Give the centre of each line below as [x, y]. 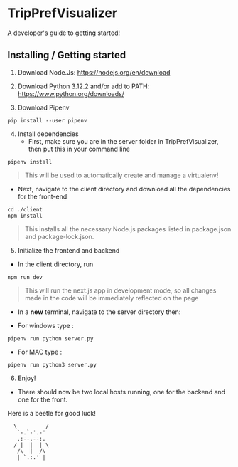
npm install [25, 216]
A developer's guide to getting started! [64, 33]
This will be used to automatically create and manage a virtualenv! [121, 175]
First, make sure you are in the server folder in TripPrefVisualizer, [123, 141]
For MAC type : [40, 352]
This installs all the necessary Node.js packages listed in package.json [128, 229]
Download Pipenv [43, 107]
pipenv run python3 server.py [52, 364]
